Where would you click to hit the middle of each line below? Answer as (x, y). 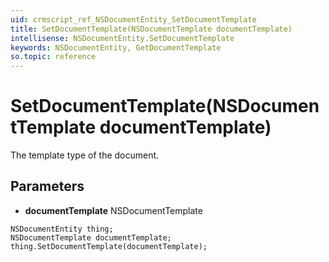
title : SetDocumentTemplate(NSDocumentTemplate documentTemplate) (151, 29)
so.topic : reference (53, 57)
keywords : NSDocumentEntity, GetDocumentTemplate (116, 47)
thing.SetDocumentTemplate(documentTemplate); (109, 246)
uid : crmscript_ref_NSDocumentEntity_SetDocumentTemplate (133, 19)
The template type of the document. (85, 155)
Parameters (47, 186)
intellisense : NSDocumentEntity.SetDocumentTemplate (122, 38)
